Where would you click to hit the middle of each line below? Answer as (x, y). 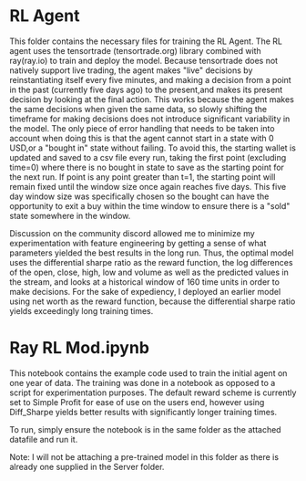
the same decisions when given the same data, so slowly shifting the (138, 109)
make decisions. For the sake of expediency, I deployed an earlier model (145, 291)
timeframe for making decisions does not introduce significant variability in (150, 119)
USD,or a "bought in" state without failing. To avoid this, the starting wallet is (153, 148)
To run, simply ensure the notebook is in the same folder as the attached (145, 429)
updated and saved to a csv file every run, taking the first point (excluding (148, 157)
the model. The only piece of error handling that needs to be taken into (142, 128)
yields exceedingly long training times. (82, 310)
